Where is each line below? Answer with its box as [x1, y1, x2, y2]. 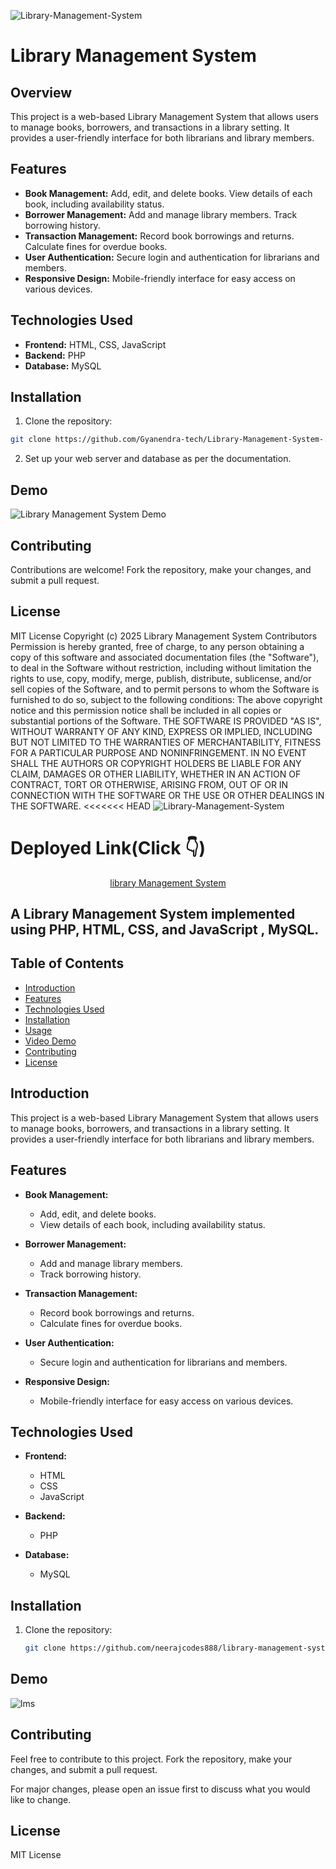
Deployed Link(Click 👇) [10, 836, 206, 859]
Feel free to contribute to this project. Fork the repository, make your [10, 1753, 293, 1765]
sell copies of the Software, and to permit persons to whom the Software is [10, 683, 320, 695]
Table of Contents [10, 955, 125, 972]
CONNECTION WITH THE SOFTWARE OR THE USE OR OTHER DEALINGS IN [10, 789, 325, 801]
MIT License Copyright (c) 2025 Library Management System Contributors [10, 630, 318, 642]
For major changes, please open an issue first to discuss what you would [10, 1783, 311, 1795]
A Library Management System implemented [10, 906, 296, 923]
